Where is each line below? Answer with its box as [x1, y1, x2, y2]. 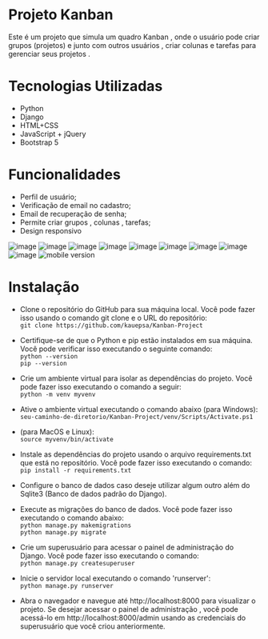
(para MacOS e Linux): [19, 426, 94, 437]
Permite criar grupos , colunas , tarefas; [19, 218, 151, 227]
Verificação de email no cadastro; [19, 200, 131, 210]
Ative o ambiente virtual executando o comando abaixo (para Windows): [19, 404, 258, 413]
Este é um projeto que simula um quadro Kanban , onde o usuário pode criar [8, 32, 260, 42]
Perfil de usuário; [19, 192, 78, 202]
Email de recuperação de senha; [19, 209, 127, 218]
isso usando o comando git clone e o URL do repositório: [19, 313, 208, 322]
